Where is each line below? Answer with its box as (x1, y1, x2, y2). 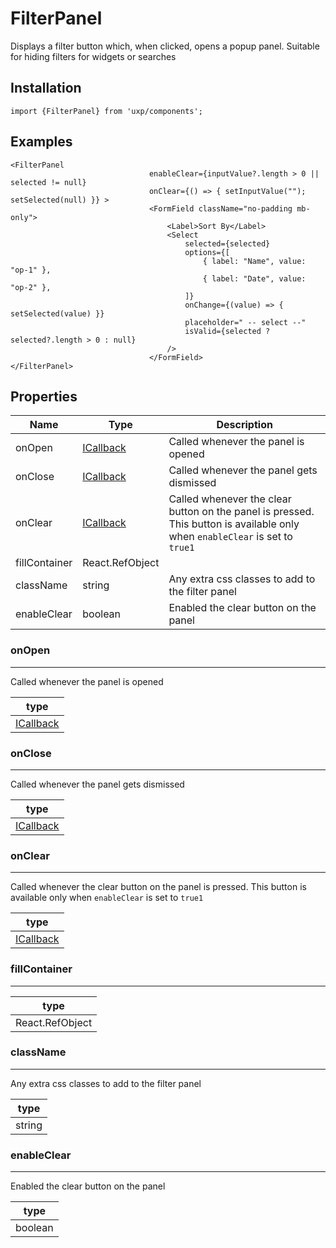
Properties (10, 388, 78, 405)
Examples (10, 133, 73, 151)
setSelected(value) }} (10, 308, 105, 319)
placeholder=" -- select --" (184, 317, 307, 327)
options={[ (184, 247, 230, 257)
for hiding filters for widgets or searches (10, 50, 177, 62)
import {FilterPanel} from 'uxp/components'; (10, 106, 203, 116)
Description (216, 418, 273, 432)
